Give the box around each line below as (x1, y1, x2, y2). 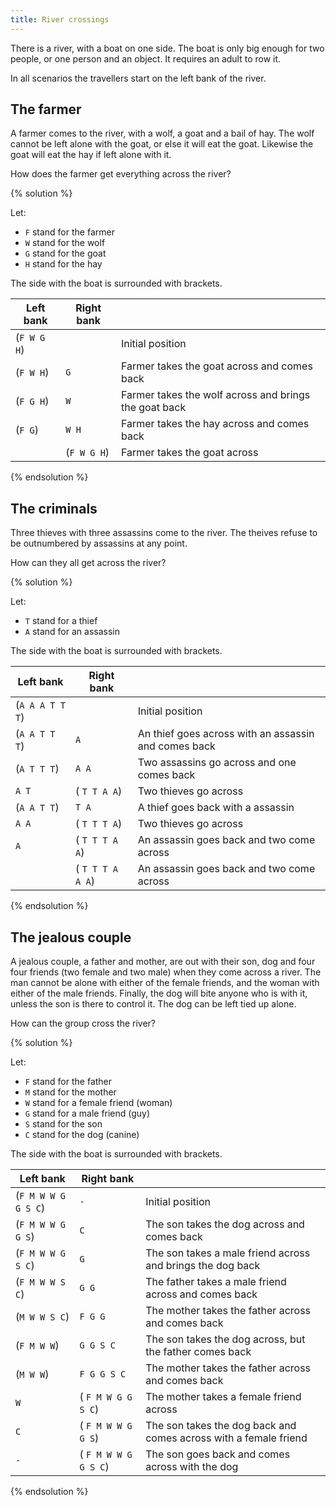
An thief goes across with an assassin (137, 727, 315, 741)
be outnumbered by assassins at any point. (10, 537, 188, 550)
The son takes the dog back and (145, 1419, 297, 1433)
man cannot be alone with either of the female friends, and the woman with (10, 977, 320, 989)
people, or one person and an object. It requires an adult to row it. (10, 52, 282, 65)
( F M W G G (79, 1390, 133, 1404)
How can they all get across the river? (10, 557, 167, 569)
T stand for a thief (24, 615, 98, 627)
